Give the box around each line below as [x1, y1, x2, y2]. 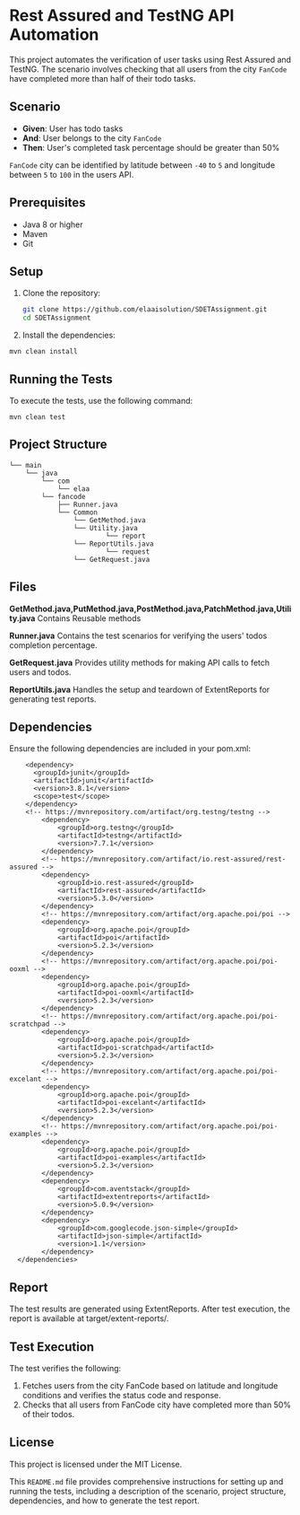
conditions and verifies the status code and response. [21, 1390, 221, 1400]
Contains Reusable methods [37, 612, 141, 624]
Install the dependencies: [21, 329, 116, 341]
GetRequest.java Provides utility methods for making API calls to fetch [9, 657, 270, 668]
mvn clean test [9, 412, 66, 422]
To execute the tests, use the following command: [9, 395, 193, 406]
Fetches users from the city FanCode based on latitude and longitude [21, 1380, 279, 1391]
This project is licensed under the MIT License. [9, 1458, 183, 1469]
